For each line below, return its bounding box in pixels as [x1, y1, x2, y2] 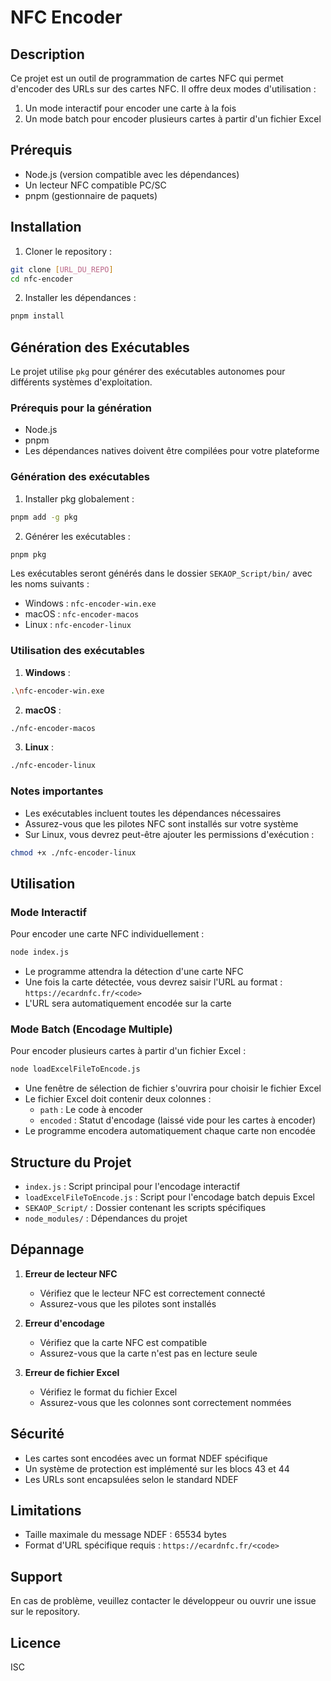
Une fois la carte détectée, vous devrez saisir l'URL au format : [24, 976, 283, 988]
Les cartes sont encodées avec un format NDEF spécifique [24, 1452, 268, 1464]
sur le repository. [10, 1606, 80, 1618]
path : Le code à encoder [39, 1104, 143, 1116]
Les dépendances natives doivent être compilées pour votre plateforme [24, 445, 320, 457]
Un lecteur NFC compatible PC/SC [24, 179, 167, 191]
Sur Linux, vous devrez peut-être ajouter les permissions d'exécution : [24, 828, 315, 840]
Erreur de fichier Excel [24, 1366, 120, 1378]
